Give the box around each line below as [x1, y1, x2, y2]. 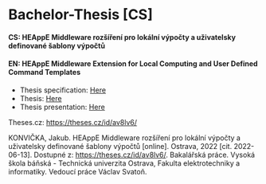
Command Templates [8, 68, 81, 77]
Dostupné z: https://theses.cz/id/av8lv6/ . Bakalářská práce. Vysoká [33, 150, 256, 159]
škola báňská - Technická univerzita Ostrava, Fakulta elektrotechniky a [8, 158, 241, 168]
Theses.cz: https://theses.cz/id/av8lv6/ [8, 117, 138, 127]
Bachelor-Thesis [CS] [8, 6, 153, 24]
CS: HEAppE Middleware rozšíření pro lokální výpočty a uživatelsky [8, 32, 237, 41]
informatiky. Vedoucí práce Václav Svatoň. [8, 166, 147, 176]
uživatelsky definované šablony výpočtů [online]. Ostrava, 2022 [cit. [8, 141, 233, 151]
